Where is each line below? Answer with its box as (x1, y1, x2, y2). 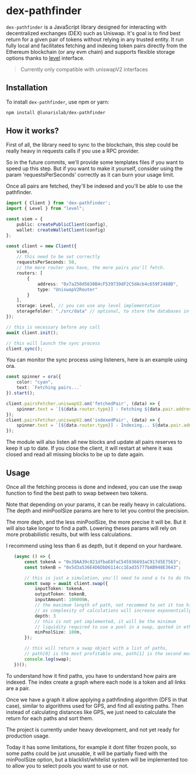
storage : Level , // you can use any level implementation (16, 303, 160, 309)
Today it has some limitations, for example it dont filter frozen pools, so (6, 743, 177, 750)
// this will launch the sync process (6, 340, 100, 346)
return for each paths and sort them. (6, 715, 94, 722)
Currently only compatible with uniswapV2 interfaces (20, 66, 148, 73)
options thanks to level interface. (6, 54, 85, 61)
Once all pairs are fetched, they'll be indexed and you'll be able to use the (6, 182, 183, 190)
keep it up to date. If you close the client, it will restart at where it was (6, 445, 173, 452)
